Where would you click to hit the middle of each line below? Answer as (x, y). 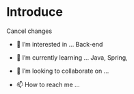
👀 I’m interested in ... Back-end (59, 44)
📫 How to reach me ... (48, 84)
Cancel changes (29, 31)
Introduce (35, 12)
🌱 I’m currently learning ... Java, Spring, (72, 57)
